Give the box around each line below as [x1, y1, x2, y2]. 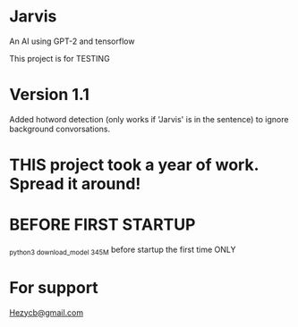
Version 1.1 [9, 85, 89, 105]
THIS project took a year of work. [9, 155, 260, 175]
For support [9, 277, 98, 298]
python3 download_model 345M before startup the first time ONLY [9, 244, 236, 256]
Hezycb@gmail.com [9, 306, 83, 318]
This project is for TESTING [9, 53, 110, 63]
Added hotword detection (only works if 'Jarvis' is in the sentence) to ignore [9, 113, 289, 124]
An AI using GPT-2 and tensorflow [9, 36, 135, 46]
